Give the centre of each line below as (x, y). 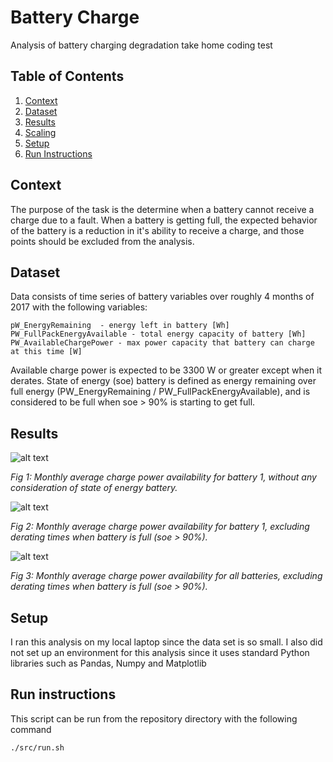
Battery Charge (75, 17)
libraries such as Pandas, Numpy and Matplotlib (108, 663)
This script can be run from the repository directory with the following (154, 718)
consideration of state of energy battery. (94, 488)
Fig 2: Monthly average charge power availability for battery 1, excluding (160, 527)
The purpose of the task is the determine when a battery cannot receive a (162, 209)
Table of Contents (67, 76)
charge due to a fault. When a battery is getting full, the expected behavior (164, 220)
